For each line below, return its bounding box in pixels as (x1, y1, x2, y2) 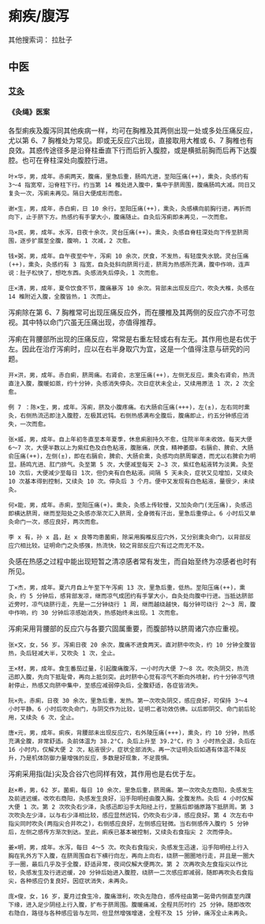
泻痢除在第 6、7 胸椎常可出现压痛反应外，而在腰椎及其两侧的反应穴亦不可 (8, 307, 248, 317)
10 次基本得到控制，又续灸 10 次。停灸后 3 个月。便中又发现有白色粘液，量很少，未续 (8, 477, 255, 486)
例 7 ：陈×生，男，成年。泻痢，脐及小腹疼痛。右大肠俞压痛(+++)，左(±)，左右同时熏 (8, 404, 251, 412)
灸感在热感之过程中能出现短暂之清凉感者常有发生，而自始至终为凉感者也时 (8, 556, 250, 566)
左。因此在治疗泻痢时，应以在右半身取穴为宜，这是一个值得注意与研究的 (8, 345, 243, 354)
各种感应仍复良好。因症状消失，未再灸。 (19, 877, 132, 885)
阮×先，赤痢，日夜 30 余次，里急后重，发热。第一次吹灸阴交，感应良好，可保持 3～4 (8, 697, 248, 705)
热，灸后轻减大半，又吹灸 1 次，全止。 (8, 650, 119, 658)
